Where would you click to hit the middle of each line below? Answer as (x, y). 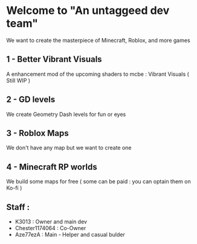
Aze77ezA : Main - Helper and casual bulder (70, 235)
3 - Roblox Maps (38, 133)
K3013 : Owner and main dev (51, 222)
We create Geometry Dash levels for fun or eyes (66, 114)
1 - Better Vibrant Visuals (54, 59)
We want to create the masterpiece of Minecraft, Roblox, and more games (98, 40)
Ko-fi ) (14, 188)
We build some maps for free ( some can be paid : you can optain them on (99, 181)
